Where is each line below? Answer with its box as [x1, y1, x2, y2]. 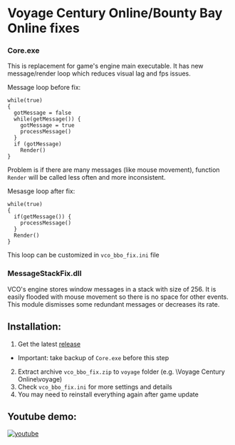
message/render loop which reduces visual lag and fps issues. [7, 69, 191, 78]
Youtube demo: [7, 410, 77, 422]
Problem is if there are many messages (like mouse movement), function [7, 165, 220, 174]
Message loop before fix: [7, 83, 81, 92]
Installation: [7, 321, 62, 333]
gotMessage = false [14, 109, 72, 117]
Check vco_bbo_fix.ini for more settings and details [17, 382, 172, 391]
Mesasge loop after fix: [7, 187, 75, 195]
